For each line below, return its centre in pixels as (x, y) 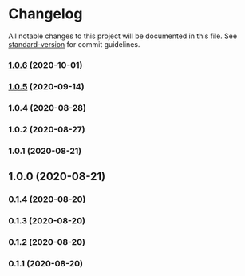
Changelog (45, 14)
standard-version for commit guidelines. (74, 44)
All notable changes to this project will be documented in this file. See (123, 36)
